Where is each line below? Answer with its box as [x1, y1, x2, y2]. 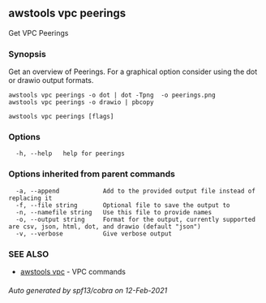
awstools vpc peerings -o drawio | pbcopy [8, 98, 154, 106]
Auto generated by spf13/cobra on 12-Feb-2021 [8, 285, 168, 295]
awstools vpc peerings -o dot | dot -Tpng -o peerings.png [8, 91, 217, 100]
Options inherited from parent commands [8, 168, 176, 180]
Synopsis [8, 48, 46, 59]
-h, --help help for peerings [15, 149, 126, 158]
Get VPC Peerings [8, 28, 69, 37]
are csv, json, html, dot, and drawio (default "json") [8, 223, 201, 231]
